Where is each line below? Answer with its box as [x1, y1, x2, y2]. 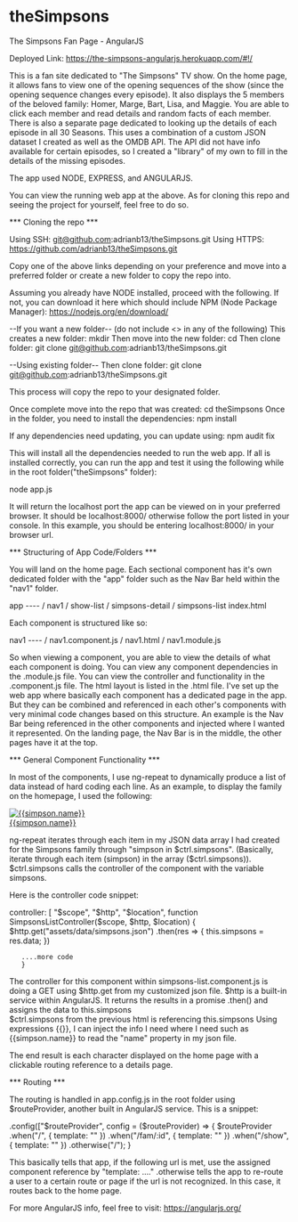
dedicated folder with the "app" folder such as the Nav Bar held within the [9, 573, 280, 584]
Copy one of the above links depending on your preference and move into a [9, 260, 287, 271]
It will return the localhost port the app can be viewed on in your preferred [9, 501, 280, 511]
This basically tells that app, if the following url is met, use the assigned [9, 1156, 271, 1168]
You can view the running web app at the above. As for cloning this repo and [9, 190, 290, 200]
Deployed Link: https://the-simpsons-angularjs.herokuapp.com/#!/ [9, 53, 254, 63]
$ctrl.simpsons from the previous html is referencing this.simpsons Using [9, 1014, 278, 1024]
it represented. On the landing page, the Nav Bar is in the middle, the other [9, 728, 282, 738]
